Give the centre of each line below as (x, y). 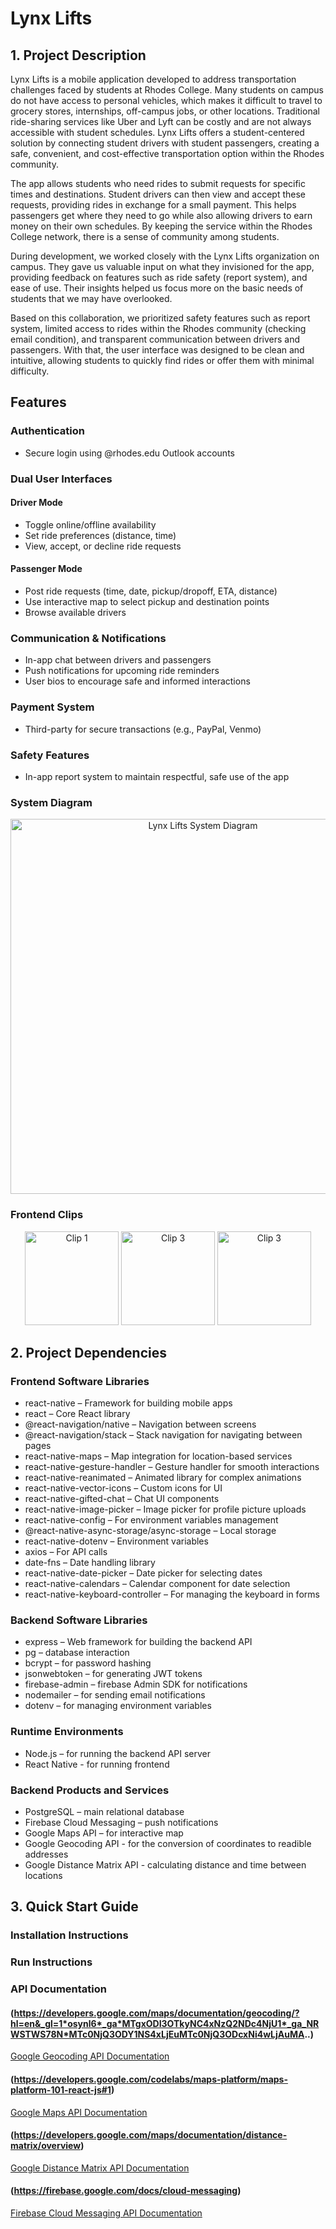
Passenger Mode (46, 569)
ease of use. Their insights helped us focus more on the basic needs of (157, 288)
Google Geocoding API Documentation (90, 2056)
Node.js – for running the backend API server (118, 1753)
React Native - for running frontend (97, 1764)
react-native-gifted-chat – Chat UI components (122, 1499)
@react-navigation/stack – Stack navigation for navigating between (163, 1435)
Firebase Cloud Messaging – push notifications (121, 1823)
